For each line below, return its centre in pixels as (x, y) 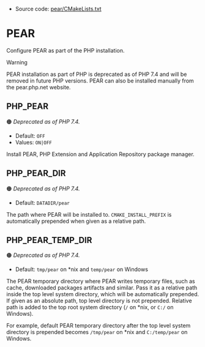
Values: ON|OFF (33, 142)
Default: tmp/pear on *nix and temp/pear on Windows (82, 269)
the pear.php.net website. (39, 87)
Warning (17, 62)
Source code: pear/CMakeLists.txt (58, 9)
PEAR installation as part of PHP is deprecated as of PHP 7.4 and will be (97, 74)
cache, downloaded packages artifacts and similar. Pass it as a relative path (102, 288)
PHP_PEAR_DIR (36, 173)
